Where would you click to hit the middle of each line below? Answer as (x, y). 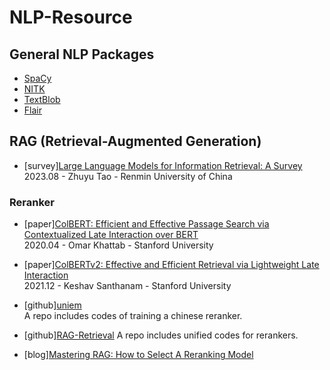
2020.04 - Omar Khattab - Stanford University (118, 245)
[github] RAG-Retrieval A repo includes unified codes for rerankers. (161, 335)
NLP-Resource (71, 17)
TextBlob (42, 99)
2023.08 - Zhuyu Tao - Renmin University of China (128, 176)
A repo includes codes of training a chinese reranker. (133, 316)
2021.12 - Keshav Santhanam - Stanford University (127, 286)
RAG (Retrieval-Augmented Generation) (135, 141)
